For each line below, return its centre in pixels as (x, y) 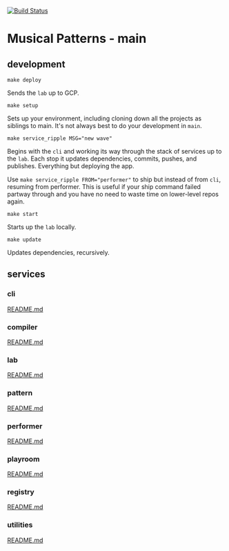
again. (16, 201)
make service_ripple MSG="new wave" (60, 138)
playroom (23, 459)
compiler (22, 327)
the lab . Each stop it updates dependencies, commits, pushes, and (102, 159)
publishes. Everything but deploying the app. (71, 166)
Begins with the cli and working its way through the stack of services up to (114, 151)
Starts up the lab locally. (42, 227)
